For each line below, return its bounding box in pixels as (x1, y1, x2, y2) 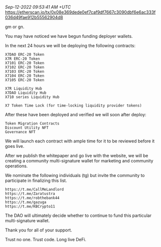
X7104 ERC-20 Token (5, 73, 45, 78)
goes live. (5, 143, 25, 149)
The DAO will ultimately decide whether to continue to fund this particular (5, 212, 152, 218)
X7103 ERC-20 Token (5, 69, 45, 74)
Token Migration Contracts (5, 121, 60, 126)
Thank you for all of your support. (5, 227, 72, 233)
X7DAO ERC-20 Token (5, 52, 45, 57)
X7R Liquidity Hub (5, 86, 42, 91)
